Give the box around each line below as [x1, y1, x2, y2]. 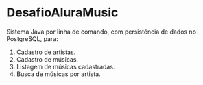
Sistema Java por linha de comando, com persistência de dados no [6, 27, 197, 36]
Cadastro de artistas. [16, 48, 76, 56]
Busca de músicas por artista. [16, 70, 101, 78]
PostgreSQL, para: [6, 34, 59, 42]
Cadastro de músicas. [16, 55, 79, 63]
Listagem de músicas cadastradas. [16, 62, 115, 71]
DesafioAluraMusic [6, 5, 119, 21]
